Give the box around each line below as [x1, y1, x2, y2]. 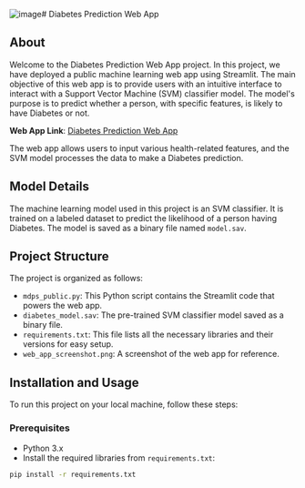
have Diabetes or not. [9, 107, 90, 118]
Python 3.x [22, 442, 64, 453]
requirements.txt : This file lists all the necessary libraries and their [22, 329, 274, 341]
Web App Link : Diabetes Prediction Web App [9, 125, 178, 136]
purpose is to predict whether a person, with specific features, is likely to [9, 97, 283, 108]
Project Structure [9, 249, 109, 264]
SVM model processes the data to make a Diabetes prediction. [9, 152, 244, 163]
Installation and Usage [9, 374, 139, 391]
